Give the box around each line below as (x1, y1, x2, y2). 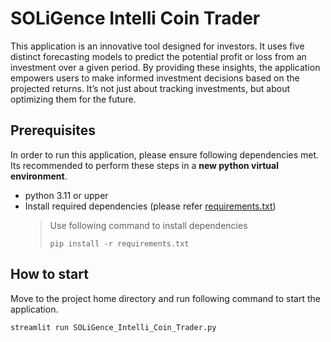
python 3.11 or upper (24, 189, 109, 201)
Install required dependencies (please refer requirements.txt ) (24, 200, 277, 212)
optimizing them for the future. (10, 93, 137, 105)
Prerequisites (10, 122, 96, 139)
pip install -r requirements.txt (49, 238, 190, 249)
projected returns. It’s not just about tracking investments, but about (10, 82, 291, 94)
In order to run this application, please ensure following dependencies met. (10, 148, 320, 161)
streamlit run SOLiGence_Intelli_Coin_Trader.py (10, 322, 217, 332)
